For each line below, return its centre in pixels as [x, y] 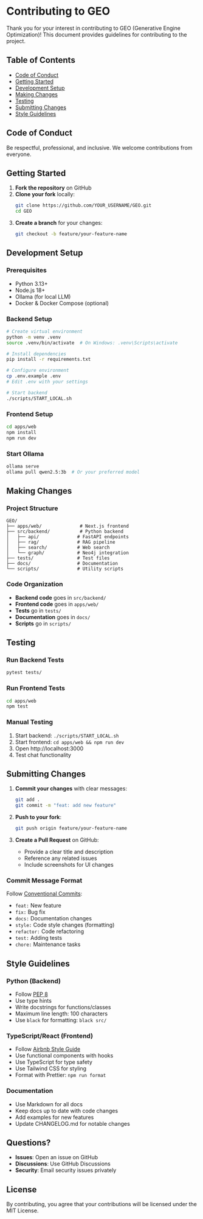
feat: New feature [38, 906]
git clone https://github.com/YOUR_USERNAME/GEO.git [83, 205]
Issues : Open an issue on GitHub [57, 1157]
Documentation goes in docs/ [53, 617]
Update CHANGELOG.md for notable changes [73, 1123]
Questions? [29, 1143]
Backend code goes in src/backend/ [60, 597]
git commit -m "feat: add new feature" [66, 806]
